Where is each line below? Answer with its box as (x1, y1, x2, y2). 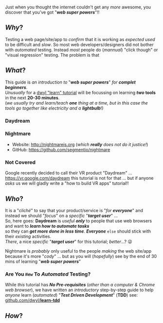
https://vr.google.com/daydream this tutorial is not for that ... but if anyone (5, 175, 154, 181)
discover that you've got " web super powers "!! (5, 9, 100, 15)
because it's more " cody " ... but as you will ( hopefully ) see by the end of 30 (5, 253, 157, 259)
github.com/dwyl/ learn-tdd (5, 298, 60, 303)
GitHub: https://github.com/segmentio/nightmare (12, 147, 110, 152)
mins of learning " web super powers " (5, 258, 81, 264)
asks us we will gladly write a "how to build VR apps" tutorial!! (5, 180, 129, 186)
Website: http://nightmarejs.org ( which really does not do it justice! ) (12, 141, 148, 147)
